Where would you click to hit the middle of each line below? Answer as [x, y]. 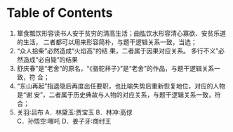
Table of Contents [60, 13]
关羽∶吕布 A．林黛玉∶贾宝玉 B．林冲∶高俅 [74, 112]
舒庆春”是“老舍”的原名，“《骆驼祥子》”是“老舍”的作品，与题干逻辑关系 [115, 68]
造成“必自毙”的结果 [51, 59]
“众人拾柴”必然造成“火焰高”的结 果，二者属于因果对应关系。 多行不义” [118, 51]
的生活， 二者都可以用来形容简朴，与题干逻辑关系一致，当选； [107, 42]
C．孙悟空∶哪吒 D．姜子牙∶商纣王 [64, 121]
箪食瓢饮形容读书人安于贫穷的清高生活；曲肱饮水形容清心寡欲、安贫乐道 [121, 33]
